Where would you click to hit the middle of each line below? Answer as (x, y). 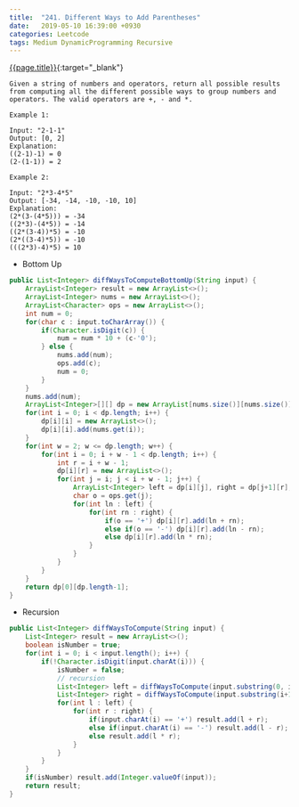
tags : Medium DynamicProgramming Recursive (91, 42)
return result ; (53, 786)
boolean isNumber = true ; (73, 645)
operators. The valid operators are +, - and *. (101, 100)
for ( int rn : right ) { (131, 512)
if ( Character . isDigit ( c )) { (93, 330)
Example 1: (29, 115)
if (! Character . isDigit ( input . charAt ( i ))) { (123, 661)
